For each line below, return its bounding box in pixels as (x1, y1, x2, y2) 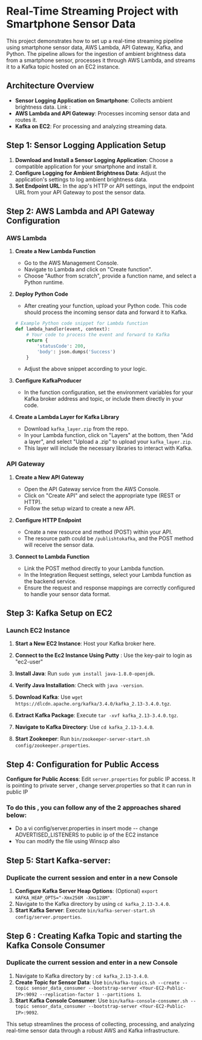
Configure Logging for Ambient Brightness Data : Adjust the (15, 169, 166, 177)
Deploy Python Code (15, 290, 68, 298)
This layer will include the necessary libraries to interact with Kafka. (24, 444, 192, 452)
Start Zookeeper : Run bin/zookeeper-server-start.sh (15, 735, 150, 743)
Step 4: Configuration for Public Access (6, 759, 159, 769)
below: (6, 811, 27, 820)
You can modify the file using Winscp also (15, 838, 120, 845)
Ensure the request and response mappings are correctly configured (24, 584, 195, 591)
